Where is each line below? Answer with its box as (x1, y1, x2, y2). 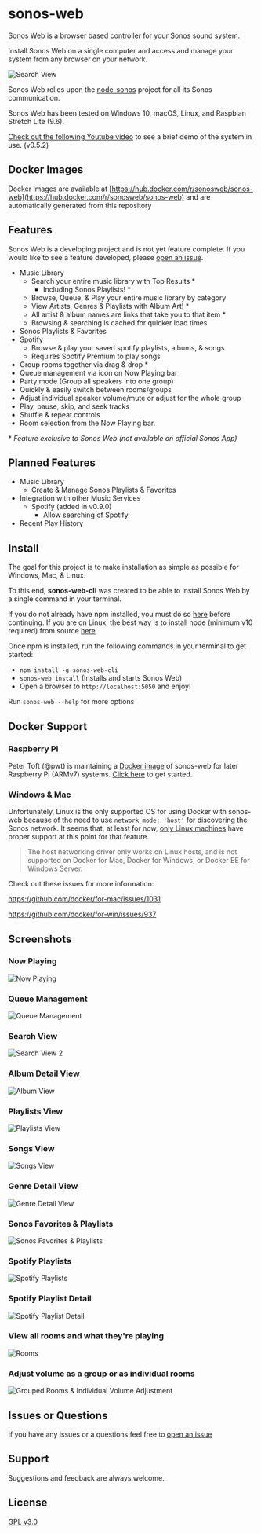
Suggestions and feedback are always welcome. (8, 1473, 165, 1482)
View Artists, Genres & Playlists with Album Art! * (31, 301, 190, 310)
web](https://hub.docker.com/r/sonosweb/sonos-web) (8, 192, 185, 201)
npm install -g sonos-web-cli (19, 666, 119, 674)
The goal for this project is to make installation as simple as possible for (8, 563, 239, 572)
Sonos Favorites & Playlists (8, 1218, 114, 1229)
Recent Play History (19, 519, 84, 528)
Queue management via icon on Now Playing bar (19, 368, 178, 377)
